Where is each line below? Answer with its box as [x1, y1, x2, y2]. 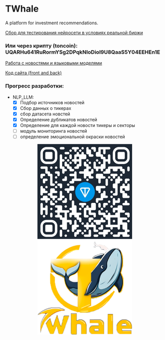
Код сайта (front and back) [5, 70, 62, 76]
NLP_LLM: [12, 94, 34, 100]
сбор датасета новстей [20, 111, 71, 117]
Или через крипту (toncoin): [5, 42, 78, 49]
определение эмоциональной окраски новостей [20, 134, 125, 140]
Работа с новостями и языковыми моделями [5, 60, 102, 66]
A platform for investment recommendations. [5, 20, 98, 26]
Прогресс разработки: [5, 82, 64, 90]
